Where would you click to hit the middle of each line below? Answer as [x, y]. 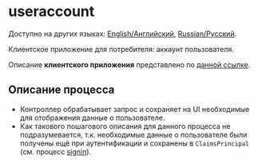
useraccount [52, 12]
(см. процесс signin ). [56, 151]
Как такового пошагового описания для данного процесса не [125, 126]
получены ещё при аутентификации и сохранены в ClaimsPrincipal [134, 143]
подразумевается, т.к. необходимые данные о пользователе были [133, 134]
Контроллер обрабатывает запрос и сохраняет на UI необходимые [135, 109]
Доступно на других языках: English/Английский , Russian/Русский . [123, 34]
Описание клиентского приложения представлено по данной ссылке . [129, 64]
